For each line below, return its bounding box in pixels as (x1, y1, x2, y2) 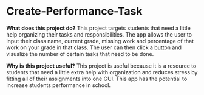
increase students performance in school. (6, 81, 111, 89)
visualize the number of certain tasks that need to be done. (6, 50, 154, 57)
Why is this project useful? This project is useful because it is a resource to (6, 62, 197, 69)
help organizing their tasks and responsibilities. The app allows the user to (6, 30, 192, 38)
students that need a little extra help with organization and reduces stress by (6, 68, 198, 76)
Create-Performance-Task (6, 4, 143, 18)
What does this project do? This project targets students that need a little (6, 24, 191, 32)
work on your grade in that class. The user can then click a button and (6, 44, 182, 51)
